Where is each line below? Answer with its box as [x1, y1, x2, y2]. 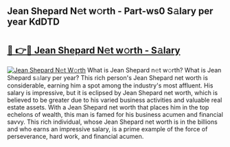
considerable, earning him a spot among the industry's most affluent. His [7, 81, 214, 90]
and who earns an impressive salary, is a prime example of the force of [7, 125, 208, 133]
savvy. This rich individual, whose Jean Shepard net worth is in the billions [7, 118, 218, 126]
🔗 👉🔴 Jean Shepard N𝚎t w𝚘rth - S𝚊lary [7, 44, 181, 56]
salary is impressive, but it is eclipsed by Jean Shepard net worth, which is [7, 89, 218, 96]
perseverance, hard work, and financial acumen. [7, 133, 144, 140]
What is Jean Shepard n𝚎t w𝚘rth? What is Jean [87, 66, 222, 74]
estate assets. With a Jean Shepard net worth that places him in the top [7, 103, 209, 111]
